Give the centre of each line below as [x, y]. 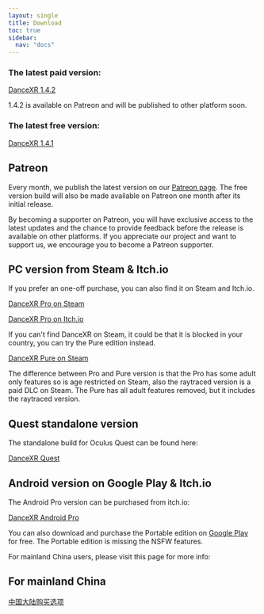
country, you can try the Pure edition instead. [82, 343]
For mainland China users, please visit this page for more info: [109, 556]
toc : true [25, 30]
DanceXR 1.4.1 [31, 143]
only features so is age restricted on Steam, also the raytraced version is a [130, 382]
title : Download [35, 23]
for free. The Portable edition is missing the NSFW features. [106, 541]
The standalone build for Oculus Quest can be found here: [103, 443]
